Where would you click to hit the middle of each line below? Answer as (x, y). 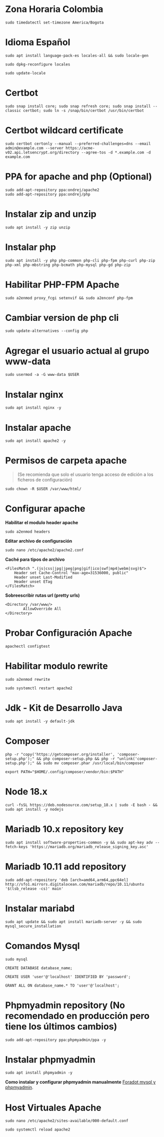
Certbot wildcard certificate (64, 130)
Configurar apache (45, 509)
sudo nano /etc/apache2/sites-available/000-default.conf (67, 1121)
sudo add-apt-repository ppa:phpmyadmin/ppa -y (56, 1040)
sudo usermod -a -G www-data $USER (42, 375)
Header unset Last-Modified (43, 577)
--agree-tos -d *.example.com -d (116, 152)
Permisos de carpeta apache (66, 461)
